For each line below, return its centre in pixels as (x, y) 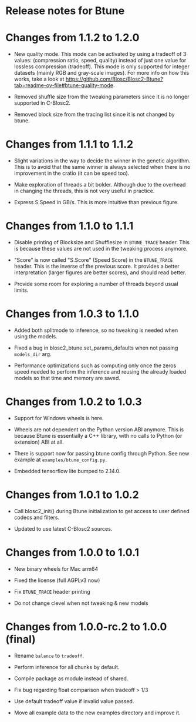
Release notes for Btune (65, 11)
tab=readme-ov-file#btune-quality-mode (64, 85)
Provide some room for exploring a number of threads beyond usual (96, 284)
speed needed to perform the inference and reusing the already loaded (100, 371)
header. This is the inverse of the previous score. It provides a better (97, 266)
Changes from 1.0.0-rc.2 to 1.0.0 (86, 626)
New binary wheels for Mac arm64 (56, 568)
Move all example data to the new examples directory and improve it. (97, 713)
